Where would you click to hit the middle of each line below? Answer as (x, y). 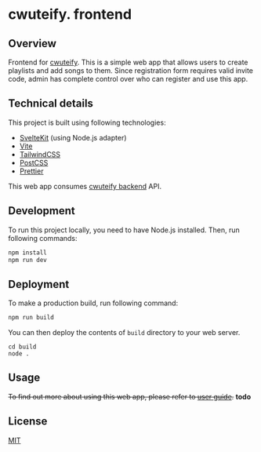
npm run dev (27, 260)
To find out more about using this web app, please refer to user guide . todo (130, 396)
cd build (22, 347)
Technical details (51, 104)
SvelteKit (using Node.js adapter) (73, 137)
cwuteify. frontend (70, 15)
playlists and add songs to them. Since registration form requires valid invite (130, 71)
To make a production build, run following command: (93, 303)
